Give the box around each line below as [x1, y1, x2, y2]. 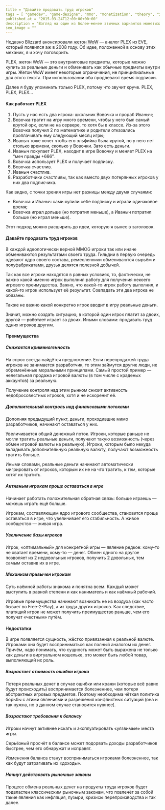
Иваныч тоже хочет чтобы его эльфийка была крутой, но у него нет [12, 138, 154, 144]
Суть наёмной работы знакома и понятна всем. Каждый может [5, 584, 139, 590]
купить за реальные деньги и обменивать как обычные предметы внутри [5, 64, 160, 70]
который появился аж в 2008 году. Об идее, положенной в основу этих [5, 44, 156, 50]
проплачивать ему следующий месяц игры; [12, 132, 105, 138]
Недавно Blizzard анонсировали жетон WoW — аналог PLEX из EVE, [5, 39, 148, 45]
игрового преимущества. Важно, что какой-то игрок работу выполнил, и [5, 281, 159, 288]
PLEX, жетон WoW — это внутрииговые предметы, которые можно [5, 59, 146, 65]
